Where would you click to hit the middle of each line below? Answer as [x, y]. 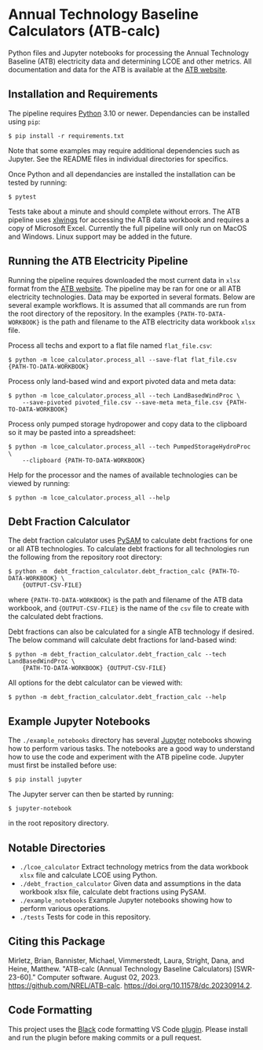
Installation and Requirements [83, 95]
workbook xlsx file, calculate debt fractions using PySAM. [113, 892]
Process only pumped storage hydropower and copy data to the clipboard [128, 424]
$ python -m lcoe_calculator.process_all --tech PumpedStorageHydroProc [130, 446]
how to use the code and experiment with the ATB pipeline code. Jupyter [126, 757]
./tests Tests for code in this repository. [85, 917]
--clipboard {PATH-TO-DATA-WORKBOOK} [84, 460]
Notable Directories [57, 848]
